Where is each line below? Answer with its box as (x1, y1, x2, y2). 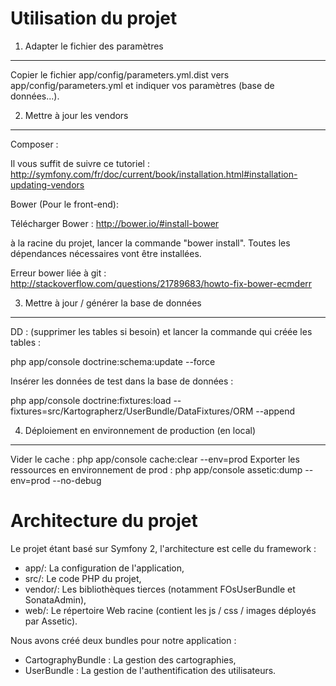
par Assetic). (24, 615, 78, 627)
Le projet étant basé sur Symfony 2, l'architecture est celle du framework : (10, 542, 317, 554)
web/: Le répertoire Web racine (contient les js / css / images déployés (24, 604, 317, 616)
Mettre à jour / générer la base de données (24, 297, 202, 309)
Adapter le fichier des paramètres (24, 40, 164, 52)
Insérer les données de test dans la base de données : (10, 375, 234, 387)
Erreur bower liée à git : (10, 267, 107, 279)
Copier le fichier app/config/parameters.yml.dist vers (10, 68, 230, 81)
